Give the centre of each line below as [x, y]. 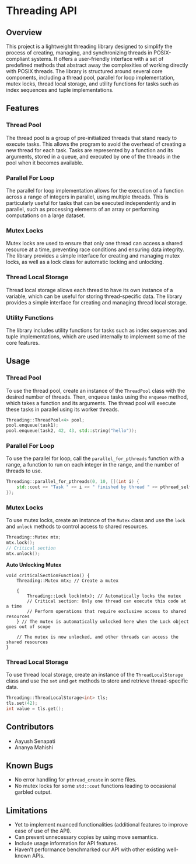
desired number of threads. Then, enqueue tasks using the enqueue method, [97, 397]
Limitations [27, 810]
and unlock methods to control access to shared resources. [77, 527]
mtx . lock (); [20, 543]
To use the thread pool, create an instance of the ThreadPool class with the [96, 390]
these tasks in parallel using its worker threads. [63, 409]
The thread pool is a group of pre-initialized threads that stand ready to [91, 138]
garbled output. [33, 792]
